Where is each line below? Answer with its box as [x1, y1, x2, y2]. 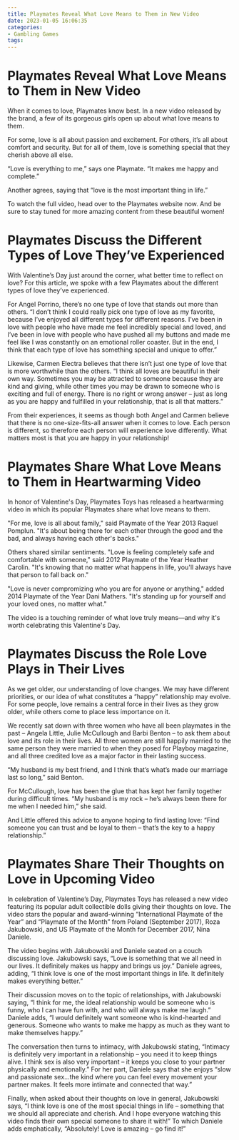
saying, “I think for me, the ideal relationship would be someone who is [7, 998, 215, 1007]
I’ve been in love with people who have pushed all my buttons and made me [7, 330, 230, 339]
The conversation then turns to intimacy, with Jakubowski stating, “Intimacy [7, 1042, 230, 1051]
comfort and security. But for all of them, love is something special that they [7, 143, 230, 152]
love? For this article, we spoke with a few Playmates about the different [7, 279, 219, 287]
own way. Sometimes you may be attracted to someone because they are [7, 375, 223, 382]
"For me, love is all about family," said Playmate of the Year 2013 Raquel [7, 519, 218, 527]
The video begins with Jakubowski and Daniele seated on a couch [7, 946, 203, 955]
